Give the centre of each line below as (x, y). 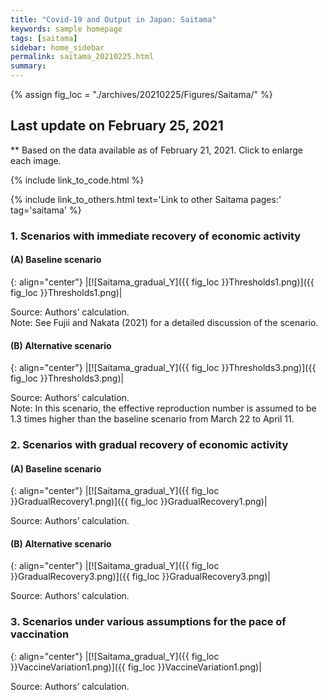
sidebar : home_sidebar (57, 47)
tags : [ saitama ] (44, 38)
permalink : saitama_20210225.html (82, 57)
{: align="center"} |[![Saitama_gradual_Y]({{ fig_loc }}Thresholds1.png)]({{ (162, 282)
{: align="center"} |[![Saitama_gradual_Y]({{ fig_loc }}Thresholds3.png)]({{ (163, 368)
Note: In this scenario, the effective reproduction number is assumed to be (163, 408)
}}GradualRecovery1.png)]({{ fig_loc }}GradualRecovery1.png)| (139, 502)
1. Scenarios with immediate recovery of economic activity (156, 236)
